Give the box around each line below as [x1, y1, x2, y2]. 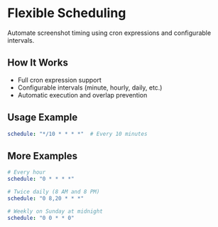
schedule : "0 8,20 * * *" [7, 194, 84, 202]
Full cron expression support [17, 75, 102, 84]
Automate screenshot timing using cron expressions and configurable [7, 28, 212, 37]
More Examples [7, 149, 78, 162]
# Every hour [7, 169, 46, 176]
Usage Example [7, 112, 78, 124]
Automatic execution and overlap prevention [17, 90, 148, 99]
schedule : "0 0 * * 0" [7, 214, 75, 221]
